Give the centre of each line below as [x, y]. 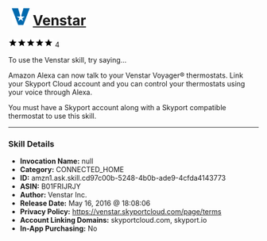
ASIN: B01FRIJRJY [50, 186]
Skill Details [31, 143]
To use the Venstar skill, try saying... [68, 59]
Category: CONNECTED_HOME [72, 170]
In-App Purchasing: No [58, 228]
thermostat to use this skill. [52, 116]
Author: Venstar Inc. [53, 195]
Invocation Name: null [56, 161]
